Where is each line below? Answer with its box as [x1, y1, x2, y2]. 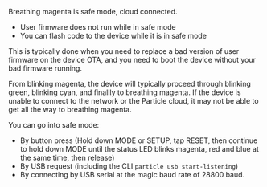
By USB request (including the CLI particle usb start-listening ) [19, 161, 239, 171]
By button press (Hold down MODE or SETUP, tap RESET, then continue [19, 136, 258, 145]
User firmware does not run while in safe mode [19, 22, 176, 31]
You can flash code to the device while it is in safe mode [19, 31, 207, 40]
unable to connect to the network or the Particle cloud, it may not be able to [8, 96, 259, 105]
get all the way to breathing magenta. [8, 104, 132, 114]
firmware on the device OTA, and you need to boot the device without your [8, 55, 256, 64]
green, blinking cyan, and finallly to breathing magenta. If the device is [8, 87, 241, 97]
